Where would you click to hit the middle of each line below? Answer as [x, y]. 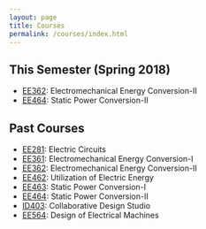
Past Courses [47, 128]
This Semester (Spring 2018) [90, 69]
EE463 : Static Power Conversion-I [84, 187]
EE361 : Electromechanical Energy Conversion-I [107, 159]
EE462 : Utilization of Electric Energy [88, 177]
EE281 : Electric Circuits [64, 149]
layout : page [33, 17]
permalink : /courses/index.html [69, 34]
